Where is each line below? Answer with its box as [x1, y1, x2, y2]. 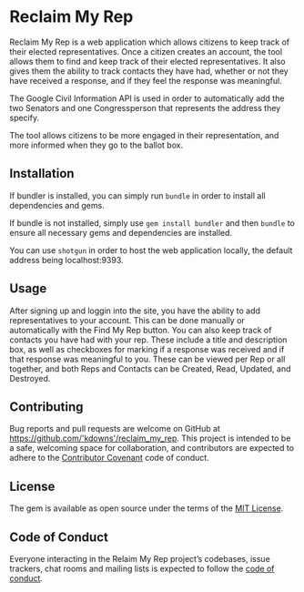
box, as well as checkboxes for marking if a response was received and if [9, 343, 285, 354]
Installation [9, 166, 75, 181]
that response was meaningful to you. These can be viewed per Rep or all [9, 353, 286, 364]
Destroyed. [9, 373, 51, 383]
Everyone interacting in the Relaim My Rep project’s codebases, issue [9, 554, 270, 564]
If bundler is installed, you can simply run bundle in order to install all [9, 189, 266, 201]
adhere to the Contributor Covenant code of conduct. [9, 453, 209, 464]
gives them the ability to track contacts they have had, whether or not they [9, 66, 289, 77]
